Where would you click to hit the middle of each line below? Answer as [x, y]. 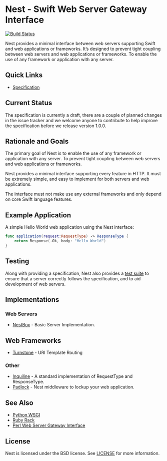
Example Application [38, 215]
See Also [19, 403]
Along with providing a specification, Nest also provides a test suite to [77, 273]
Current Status [29, 103]
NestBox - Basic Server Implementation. [54, 325]
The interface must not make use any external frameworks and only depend [83, 194]
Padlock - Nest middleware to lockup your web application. [73, 387]
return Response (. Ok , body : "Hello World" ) [60, 241]
